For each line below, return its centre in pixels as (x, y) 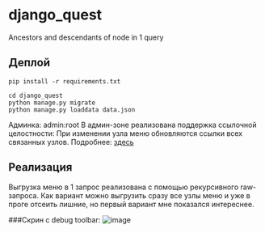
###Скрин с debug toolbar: (55, 219)
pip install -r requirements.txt (65, 81)
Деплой (29, 63)
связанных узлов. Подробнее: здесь (72, 142)
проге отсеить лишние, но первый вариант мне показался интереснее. (131, 204)
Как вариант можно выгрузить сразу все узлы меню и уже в (145, 195)
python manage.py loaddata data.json (72, 110)
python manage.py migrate (52, 103)
